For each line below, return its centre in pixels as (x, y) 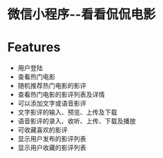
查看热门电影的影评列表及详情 (61, 95)
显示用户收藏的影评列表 (52, 148)
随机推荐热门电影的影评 (52, 86)
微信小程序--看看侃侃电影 (81, 15)
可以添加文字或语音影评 (52, 103)
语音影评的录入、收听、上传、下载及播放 (77, 121)
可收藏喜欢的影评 (43, 130)
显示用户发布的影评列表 (52, 139)
